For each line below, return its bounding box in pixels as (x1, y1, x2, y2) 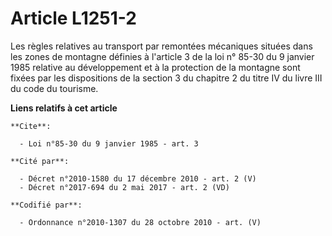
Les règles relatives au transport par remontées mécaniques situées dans (10, 40, 313, 52)
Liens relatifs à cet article (10, 102, 118, 114)
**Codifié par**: (10, 200, 83, 210)
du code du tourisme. (10, 82, 99, 94)
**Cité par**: (10, 156, 70, 166)
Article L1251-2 (10, 7, 137, 30)
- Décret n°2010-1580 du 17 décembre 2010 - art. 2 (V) (19, 173, 257, 184)
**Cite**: (10, 121, 52, 131)
